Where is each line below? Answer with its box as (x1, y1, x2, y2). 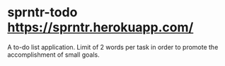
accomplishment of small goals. (7, 50, 100, 59)
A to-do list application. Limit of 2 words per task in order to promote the (7, 43, 219, 51)
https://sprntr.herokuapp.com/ (7, 19, 194, 35)
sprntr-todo (7, 4, 78, 21)
